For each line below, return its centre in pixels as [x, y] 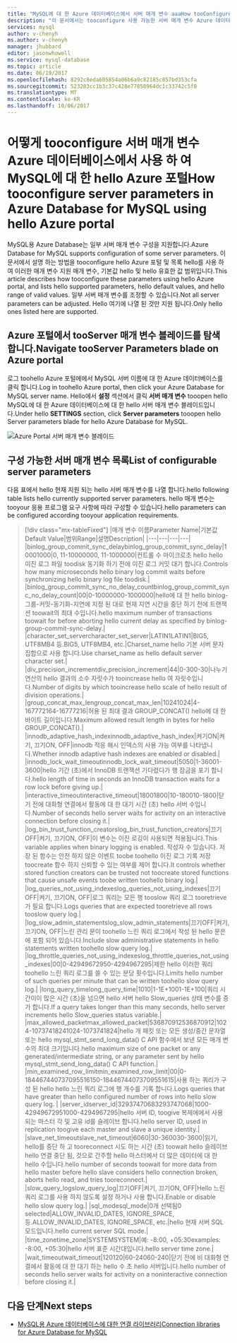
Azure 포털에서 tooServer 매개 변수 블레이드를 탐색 [114, 335]
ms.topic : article [34, 66]
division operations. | [54, 695]
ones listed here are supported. [53, 311]
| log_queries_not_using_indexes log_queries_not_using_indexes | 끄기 [122, 889]
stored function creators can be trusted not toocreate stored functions [127, 873]
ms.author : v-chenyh [38, 40]
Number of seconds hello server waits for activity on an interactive [129, 813]
